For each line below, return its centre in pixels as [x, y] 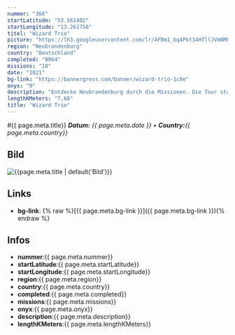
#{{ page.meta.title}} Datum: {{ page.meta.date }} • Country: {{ [99, 125]
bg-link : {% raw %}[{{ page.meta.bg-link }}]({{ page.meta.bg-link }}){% [121, 211]
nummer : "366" [28, 14]
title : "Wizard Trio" [39, 105]
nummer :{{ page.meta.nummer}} [65, 257]
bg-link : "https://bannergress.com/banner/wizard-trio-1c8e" [98, 79]
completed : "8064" [34, 60]
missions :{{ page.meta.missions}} [67, 302]
